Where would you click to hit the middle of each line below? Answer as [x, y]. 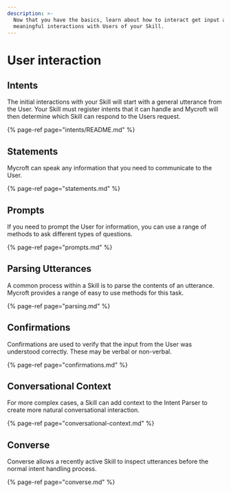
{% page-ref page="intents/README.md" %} [71, 130]
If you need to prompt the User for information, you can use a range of [107, 227]
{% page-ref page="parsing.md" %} [59, 306]
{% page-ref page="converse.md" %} [61, 482]
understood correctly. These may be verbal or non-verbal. [89, 352]
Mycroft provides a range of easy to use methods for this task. [96, 293]
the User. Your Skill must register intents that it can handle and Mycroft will [113, 109]
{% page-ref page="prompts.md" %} [60, 247]
